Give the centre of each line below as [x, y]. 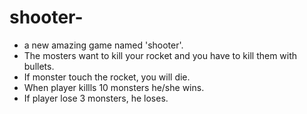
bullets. [39, 66]
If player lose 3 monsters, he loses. [96, 98]
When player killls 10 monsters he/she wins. [114, 87]
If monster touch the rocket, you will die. [107, 77]
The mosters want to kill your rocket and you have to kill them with [160, 55]
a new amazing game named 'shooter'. [103, 45]
